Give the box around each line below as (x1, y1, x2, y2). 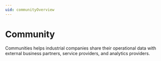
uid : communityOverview (5, 7, 55, 12)
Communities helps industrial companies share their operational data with (5, 45, 157, 51)
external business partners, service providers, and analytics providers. (5, 50, 151, 56)
